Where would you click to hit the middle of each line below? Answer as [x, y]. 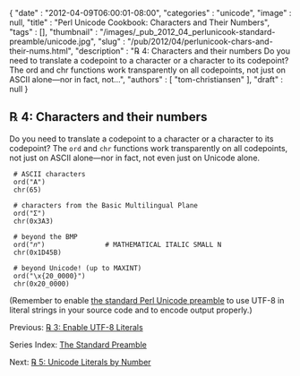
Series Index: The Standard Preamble [78, 345]
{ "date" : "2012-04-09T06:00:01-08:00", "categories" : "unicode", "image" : [150, 13]
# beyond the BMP [45, 236]
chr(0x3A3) [33, 221]
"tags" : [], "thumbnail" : [54, 32]
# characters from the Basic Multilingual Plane [106, 205]
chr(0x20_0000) [41, 284]
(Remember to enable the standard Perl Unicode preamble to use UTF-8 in [147, 300]
